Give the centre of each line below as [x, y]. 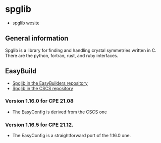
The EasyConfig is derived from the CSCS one [60, 112]
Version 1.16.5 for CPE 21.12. [39, 125]
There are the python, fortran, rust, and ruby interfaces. [62, 55]
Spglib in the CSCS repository [43, 88]
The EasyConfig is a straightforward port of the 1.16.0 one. [72, 136]
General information [37, 38]
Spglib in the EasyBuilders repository [50, 83]
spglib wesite [26, 23]
